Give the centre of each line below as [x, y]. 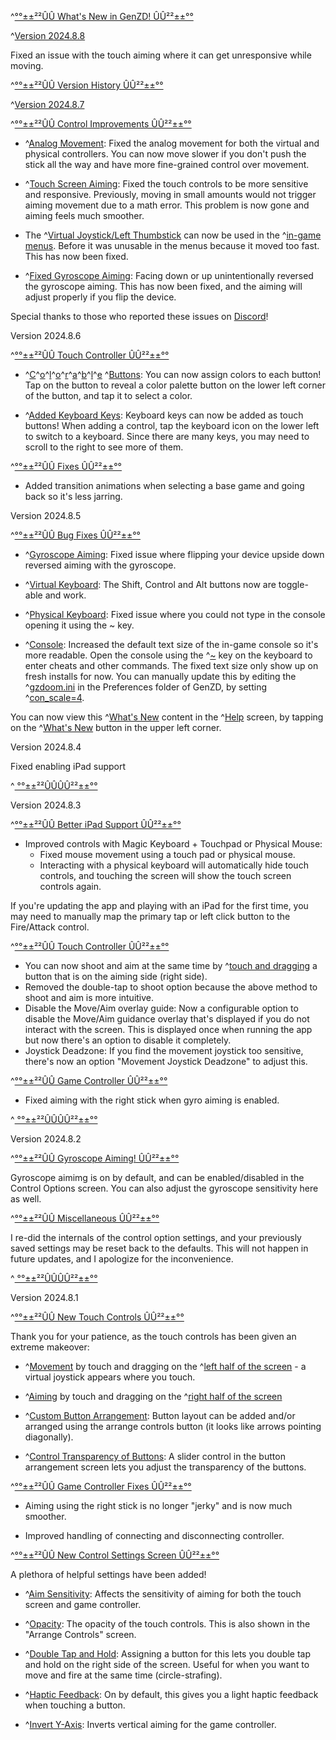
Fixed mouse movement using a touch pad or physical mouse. [167, 854]
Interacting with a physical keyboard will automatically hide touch [174, 865]
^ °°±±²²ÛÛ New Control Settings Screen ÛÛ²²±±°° [115, 1555]
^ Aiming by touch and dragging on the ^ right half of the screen [153, 1396]
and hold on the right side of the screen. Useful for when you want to [167, 1664]
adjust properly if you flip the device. [100, 297]
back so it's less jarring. [73, 496]
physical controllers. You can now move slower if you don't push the [165, 154]
